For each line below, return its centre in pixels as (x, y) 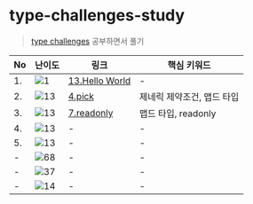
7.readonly (91, 113)
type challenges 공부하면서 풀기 (87, 41)
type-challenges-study (97, 16)
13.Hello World (99, 81)
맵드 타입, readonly (178, 114)
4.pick (81, 96)
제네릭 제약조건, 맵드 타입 (189, 97)
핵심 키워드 (189, 65)
